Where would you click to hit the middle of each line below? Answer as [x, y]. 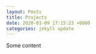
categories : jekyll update [40, 28]
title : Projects [27, 17]
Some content [24, 46]
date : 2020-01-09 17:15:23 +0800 [48, 23]
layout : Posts [24, 12]
